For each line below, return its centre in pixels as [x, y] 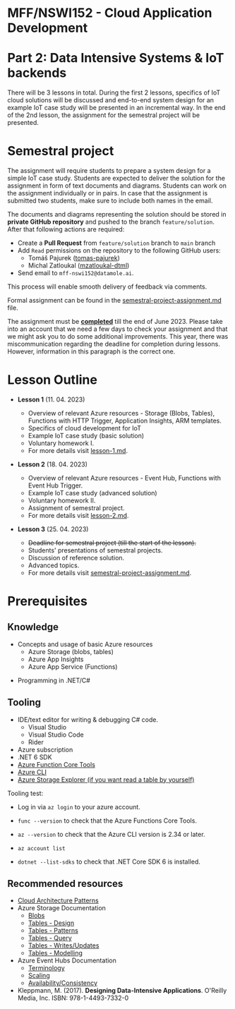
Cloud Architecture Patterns [58, 900]
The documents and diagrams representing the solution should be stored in [117, 214]
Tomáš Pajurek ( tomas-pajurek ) [74, 258]
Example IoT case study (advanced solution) [92, 493]
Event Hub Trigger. [55, 485]
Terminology [46, 968]
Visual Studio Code [56, 735]
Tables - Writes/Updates [64, 945]
